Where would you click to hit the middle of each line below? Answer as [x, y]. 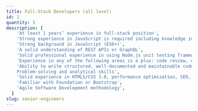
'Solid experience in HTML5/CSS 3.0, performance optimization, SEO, [104, 77]
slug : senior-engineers [35, 99]
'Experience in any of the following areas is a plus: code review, [103, 60]
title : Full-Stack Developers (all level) [59, 11]
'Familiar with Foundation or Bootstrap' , [70, 83]
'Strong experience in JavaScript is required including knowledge [101, 39]
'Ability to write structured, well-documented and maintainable [99, 66]
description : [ [25, 28]
